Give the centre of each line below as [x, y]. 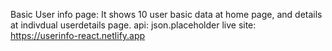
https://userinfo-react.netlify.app [78, 35]
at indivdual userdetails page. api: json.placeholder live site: [133, 25]
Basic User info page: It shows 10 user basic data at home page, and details [166, 14]
